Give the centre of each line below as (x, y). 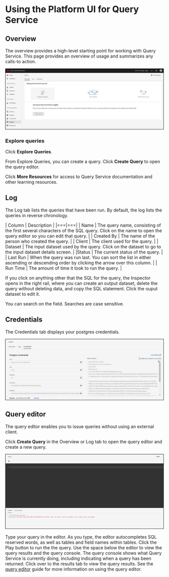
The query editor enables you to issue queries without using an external (80, 426)
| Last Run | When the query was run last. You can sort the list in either (78, 257)
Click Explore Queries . (29, 152)
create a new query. (26, 447)
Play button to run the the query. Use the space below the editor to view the (84, 548)
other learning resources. (31, 182)
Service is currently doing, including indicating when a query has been (78, 558)
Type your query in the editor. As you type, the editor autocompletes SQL (81, 537)
